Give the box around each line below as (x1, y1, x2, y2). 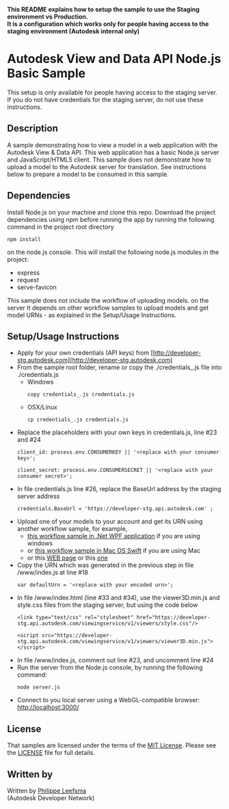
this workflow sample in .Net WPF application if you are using (27, 532, 200, 540)
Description (7, 123, 58, 134)
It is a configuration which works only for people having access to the (7, 20, 209, 28)
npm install (7, 236, 41, 242)
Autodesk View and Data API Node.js (7, 51, 221, 66)
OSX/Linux (27, 403, 58, 412)
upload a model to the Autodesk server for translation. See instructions (7, 162, 206, 171)
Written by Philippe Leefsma (7, 786, 87, 795)
